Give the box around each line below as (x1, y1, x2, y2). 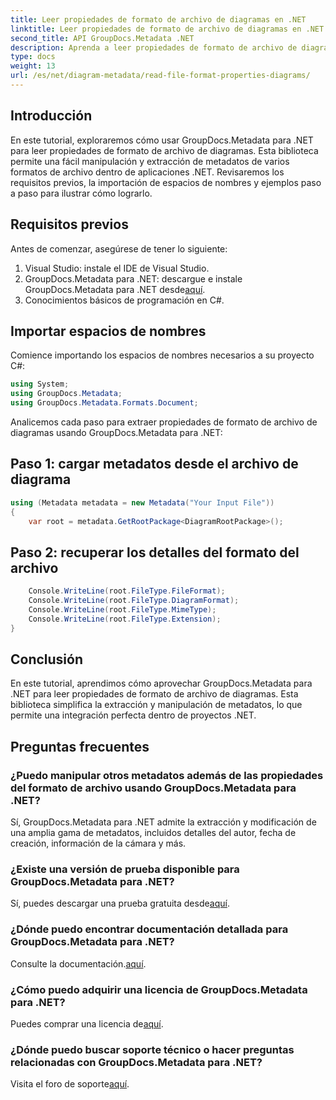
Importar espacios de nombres (10, 322, 207, 340)
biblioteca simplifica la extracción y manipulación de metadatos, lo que (10, 699, 303, 711)
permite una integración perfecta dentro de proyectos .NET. (10, 709, 257, 721)
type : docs (10, 52, 56, 62)
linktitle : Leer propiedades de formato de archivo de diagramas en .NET (10, 24, 325, 34)
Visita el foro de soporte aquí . (10, 1078, 130, 1090)
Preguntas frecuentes (10, 738, 150, 755)
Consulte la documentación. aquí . (10, 957, 147, 970)
